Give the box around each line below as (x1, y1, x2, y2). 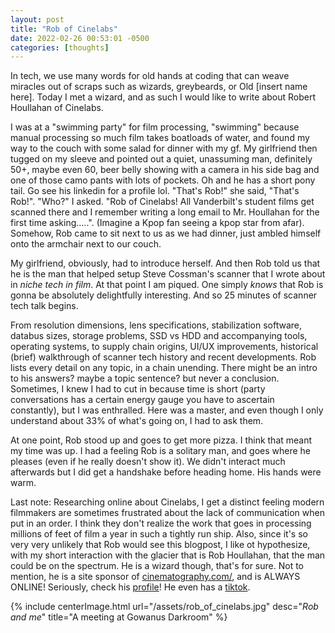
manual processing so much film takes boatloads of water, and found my (10, 132, 310, 144)
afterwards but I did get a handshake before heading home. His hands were (10, 466, 322, 478)
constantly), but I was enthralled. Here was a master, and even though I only (10, 404, 324, 416)
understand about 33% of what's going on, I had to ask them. (10, 415, 264, 427)
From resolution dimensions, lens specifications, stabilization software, (10, 319, 303, 331)
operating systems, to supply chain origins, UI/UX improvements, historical (10, 341, 319, 353)
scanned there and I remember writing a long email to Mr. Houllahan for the (10, 206, 320, 218)
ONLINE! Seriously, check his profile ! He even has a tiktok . (10, 581, 251, 593)
